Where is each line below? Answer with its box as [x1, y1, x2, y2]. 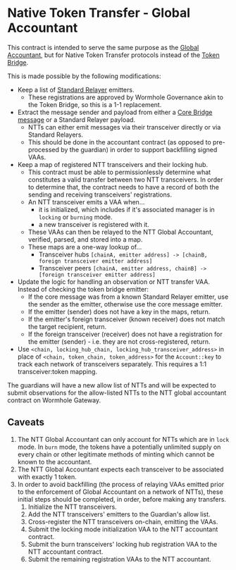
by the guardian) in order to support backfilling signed [61, 145, 218, 154]
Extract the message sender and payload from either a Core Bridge [17, 108, 213, 116]
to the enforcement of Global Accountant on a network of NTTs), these [17, 488, 223, 496]
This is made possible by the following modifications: [7, 72, 161, 80]
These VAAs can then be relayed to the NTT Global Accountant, [27, 228, 213, 236]
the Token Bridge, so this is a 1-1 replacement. [27, 100, 162, 109]
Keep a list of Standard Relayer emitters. [17, 85, 135, 94]
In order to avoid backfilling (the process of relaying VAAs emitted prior [17, 480, 225, 488]
